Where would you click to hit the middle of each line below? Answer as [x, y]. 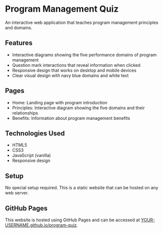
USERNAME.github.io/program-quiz [41, 225]
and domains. [19, 27]
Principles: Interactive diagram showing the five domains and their [78, 108]
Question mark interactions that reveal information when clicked [76, 65]
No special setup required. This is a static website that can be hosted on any [81, 188]
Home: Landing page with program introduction [60, 102]
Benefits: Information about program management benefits [71, 118]
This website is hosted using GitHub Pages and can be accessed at [72, 220]
